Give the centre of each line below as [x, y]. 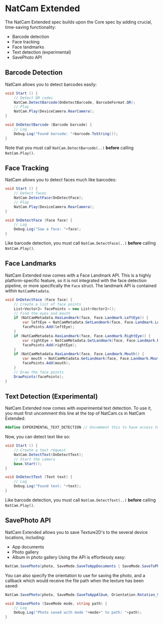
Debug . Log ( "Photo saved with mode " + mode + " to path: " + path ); [78, 613]
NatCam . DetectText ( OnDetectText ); [49, 454]
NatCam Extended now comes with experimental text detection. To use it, [78, 408]
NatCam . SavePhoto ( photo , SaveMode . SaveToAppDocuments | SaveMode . [73, 566]
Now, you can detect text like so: [38, 437]
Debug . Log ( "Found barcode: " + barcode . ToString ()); [66, 134]
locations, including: [25, 537]
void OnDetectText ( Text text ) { [39, 477]
